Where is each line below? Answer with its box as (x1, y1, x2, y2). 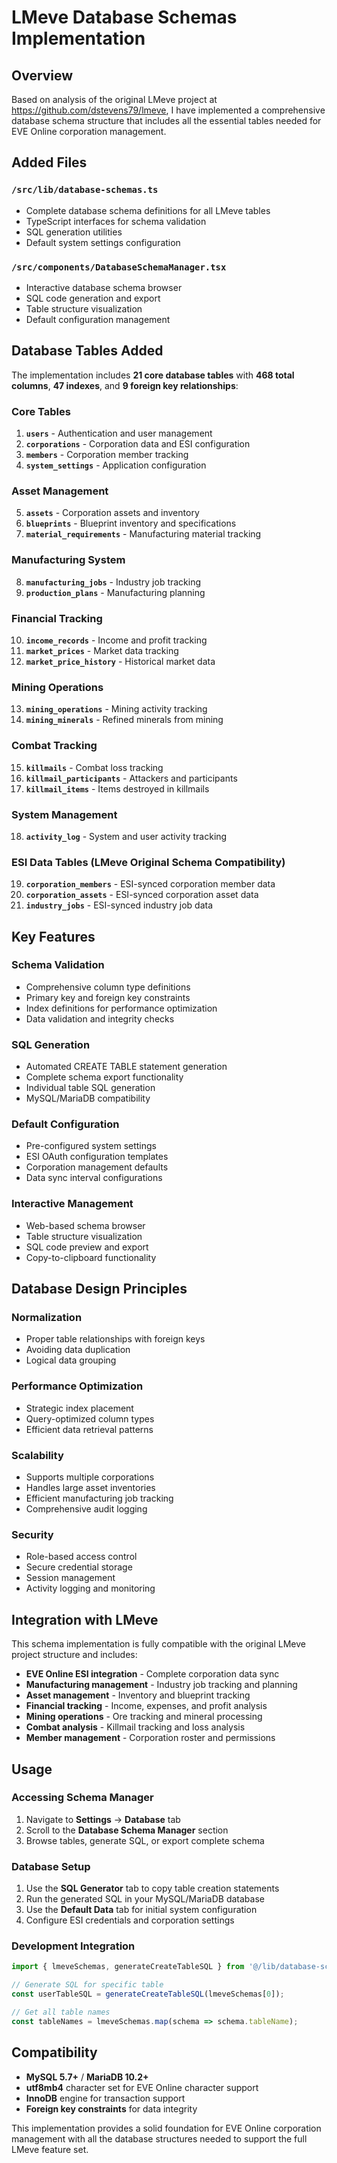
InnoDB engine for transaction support (25, 2092, 186, 2104)
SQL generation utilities (25, 226, 123, 238)
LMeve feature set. (11, 2143, 89, 2155)
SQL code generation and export (25, 292, 161, 304)
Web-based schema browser (25, 1219, 146, 1231)
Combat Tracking (11, 739, 98, 753)
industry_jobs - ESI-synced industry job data (25, 899, 214, 911)
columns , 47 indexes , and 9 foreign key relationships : (11, 379, 239, 391)
